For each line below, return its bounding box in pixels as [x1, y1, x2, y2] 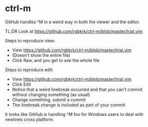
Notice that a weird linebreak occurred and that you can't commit [12, 86, 143, 92]
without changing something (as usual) [12, 92, 90, 97]
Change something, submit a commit [12, 96, 86, 102]
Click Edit [12, 81, 32, 87]
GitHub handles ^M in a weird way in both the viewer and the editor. [5, 19, 140, 25]
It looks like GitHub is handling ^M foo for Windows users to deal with [5, 111, 144, 117]
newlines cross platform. [5, 116, 54, 122]
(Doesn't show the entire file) [12, 52, 70, 58]
